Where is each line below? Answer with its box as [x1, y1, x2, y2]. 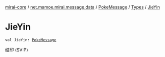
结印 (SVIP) [5, 47, 28, 53]
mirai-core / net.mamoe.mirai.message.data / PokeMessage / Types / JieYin [5, 4, 160, 10]
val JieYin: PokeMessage [5, 37, 56, 42]
